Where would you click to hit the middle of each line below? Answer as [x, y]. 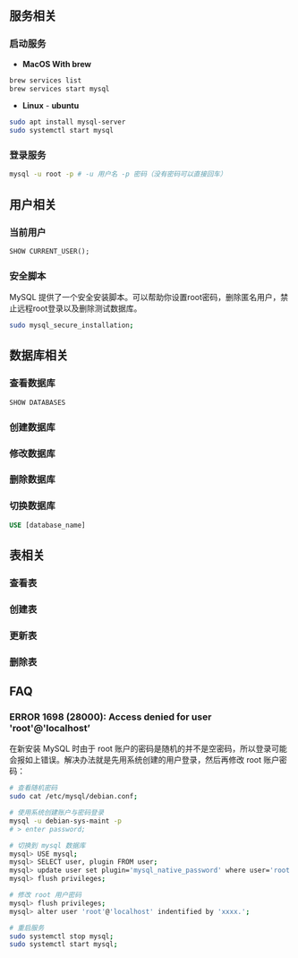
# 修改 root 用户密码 [46, 895]
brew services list [46, 80]
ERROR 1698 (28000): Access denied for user [111, 717]
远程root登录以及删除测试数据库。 [79, 308]
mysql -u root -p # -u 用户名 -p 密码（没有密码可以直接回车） [118, 174]
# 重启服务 [27, 928]
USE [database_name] [48, 525]
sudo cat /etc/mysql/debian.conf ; [74, 797]
